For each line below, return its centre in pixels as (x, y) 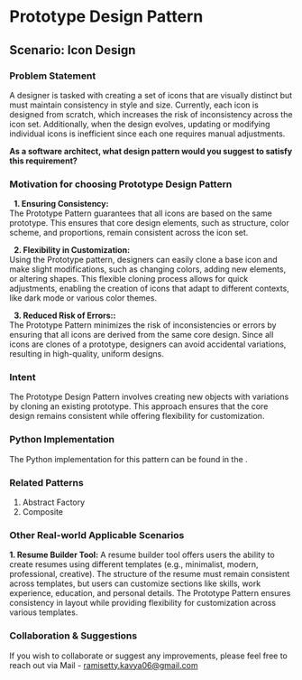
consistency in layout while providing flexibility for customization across (143, 603)
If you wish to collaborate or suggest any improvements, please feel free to (149, 656)
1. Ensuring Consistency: (61, 204)
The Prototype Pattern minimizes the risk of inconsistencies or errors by (143, 325)
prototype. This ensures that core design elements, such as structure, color (150, 223)
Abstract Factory (54, 502)
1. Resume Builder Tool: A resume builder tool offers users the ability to (142, 555)
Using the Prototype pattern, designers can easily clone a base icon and (143, 260)
